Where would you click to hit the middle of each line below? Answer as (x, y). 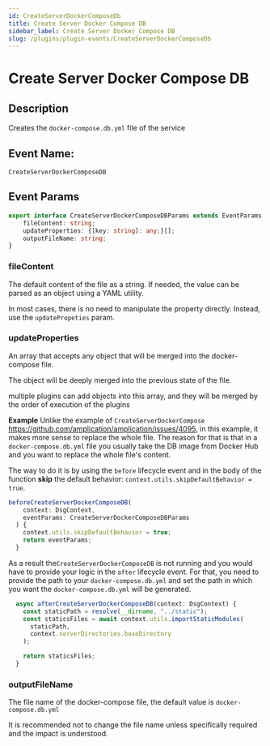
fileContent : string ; (59, 223)
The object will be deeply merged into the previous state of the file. (120, 380)
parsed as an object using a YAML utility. (76, 293)
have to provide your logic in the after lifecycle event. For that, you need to (134, 572)
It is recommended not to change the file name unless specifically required (133, 725)
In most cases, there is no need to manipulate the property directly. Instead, (135, 308)
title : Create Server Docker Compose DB (78, 24)
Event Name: (42, 154)
